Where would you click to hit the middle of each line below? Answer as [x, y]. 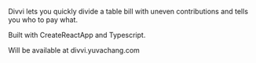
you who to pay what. [43, 20]
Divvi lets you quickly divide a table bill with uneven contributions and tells [128, 11]
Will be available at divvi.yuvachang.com [74, 50]
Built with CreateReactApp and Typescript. [77, 35]
